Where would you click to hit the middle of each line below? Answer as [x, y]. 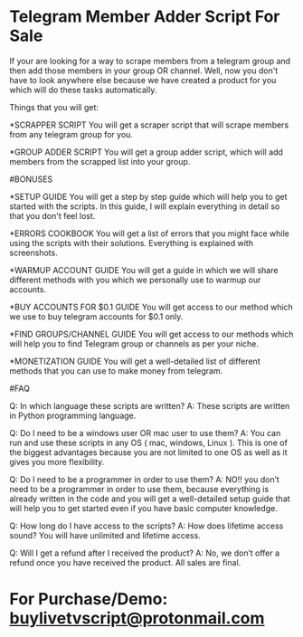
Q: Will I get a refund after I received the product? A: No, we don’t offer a [145, 553]
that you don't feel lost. [52, 215]
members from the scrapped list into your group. [100, 161]
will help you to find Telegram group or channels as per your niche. [134, 343]
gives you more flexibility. [57, 461]
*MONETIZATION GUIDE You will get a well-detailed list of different [135, 361]
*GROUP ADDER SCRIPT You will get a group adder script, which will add [146, 152]
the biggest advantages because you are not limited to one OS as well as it [148, 452]
